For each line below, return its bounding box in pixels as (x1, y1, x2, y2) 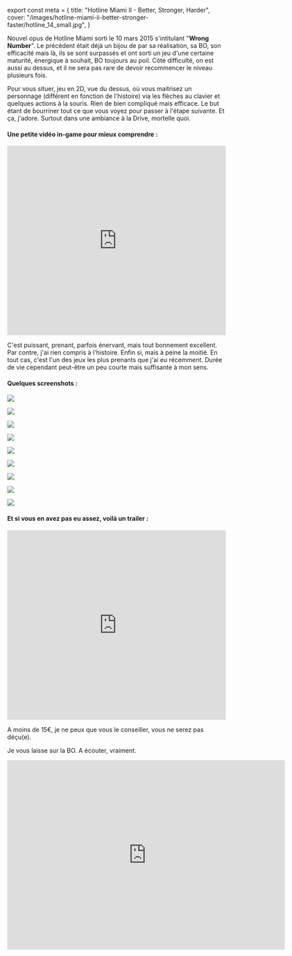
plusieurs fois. (7, 71, 48, 79)
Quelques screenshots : (7, 379, 78, 387)
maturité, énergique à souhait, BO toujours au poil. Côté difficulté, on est (7, 56, 214, 65)
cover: (7, 13, 26, 22)
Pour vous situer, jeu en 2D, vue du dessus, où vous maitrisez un (7, 85, 192, 92)
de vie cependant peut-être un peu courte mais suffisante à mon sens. (7, 363, 209, 371)
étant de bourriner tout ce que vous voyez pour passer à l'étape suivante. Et (7, 107, 225, 115)
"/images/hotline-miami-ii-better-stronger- (26, 13, 149, 22)
